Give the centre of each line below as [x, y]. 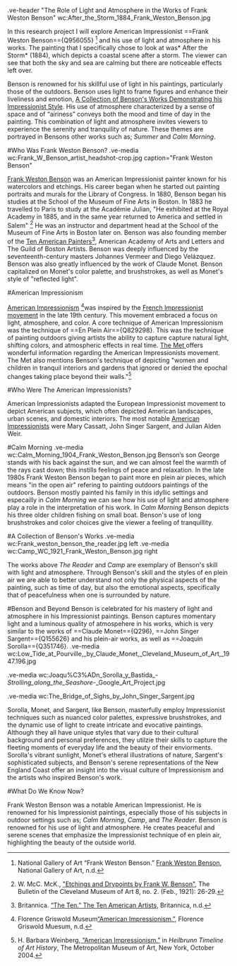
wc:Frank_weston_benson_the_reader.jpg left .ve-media [88, 544]
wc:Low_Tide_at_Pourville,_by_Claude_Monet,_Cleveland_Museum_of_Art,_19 [119, 654]
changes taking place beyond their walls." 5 [69, 376]
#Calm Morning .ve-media [45, 448]
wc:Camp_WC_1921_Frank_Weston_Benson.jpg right [83, 552]
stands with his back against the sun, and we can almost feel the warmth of [117, 462]
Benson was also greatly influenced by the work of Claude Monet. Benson [115, 264]
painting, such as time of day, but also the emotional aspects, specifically [114, 588]
